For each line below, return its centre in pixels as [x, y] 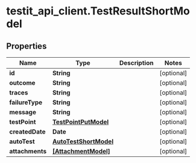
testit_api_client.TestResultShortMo [98, 11]
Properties [27, 46]
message [23, 112]
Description [136, 63]
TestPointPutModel [81, 122]
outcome [22, 83]
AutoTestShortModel [83, 141]
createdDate [27, 132]
